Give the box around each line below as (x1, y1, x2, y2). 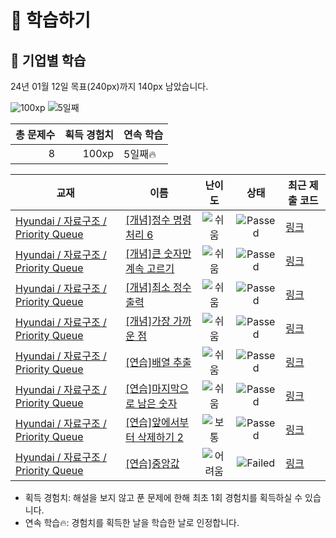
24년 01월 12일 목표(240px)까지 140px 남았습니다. (10, 81, 209, 92)
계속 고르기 (125, 262, 175, 275)
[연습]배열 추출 (125, 356, 192, 369)
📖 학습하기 (10, 9, 92, 32)
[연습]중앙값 (125, 457, 180, 470)
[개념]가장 (125, 314, 171, 328)
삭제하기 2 (137, 431, 184, 444)
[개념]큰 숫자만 (125, 247, 192, 260)
